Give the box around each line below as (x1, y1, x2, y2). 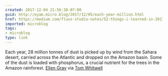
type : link (5, 35, 28, 40)
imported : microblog (5, 21, 48, 26)
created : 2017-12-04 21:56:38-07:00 (5, 7, 81, 12)
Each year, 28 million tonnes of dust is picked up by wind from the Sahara (5, 48, 157, 55)
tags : (5, 26, 16, 31)
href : (5, 16, 16, 21)
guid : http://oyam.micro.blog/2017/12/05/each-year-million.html (5, 12, 144, 17)
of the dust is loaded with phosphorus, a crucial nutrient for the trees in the (5, 59, 160, 65)
